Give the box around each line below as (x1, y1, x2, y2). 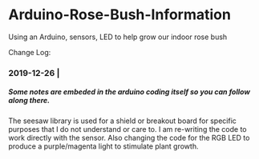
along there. (8, 96, 51, 105)
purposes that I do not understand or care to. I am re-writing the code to (8, 124, 247, 133)
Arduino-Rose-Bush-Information (8, 6, 231, 24)
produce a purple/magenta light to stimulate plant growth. (8, 141, 199, 151)
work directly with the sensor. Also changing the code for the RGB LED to (8, 133, 250, 142)
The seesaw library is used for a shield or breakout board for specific (8, 116, 237, 125)
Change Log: (8, 47, 51, 57)
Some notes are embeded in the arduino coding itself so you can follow (8, 87, 251, 97)
